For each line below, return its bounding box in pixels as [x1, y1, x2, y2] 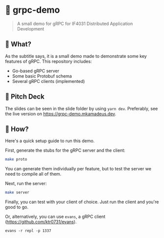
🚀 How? [5, 125, 29, 133]
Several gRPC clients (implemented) [12, 78, 85, 84]
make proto [5, 157, 27, 162]
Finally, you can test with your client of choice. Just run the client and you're [5, 199, 159, 205]
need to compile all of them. [5, 171, 62, 177]
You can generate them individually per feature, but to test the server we [5, 166, 152, 172]
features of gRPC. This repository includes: [5, 58, 92, 64]
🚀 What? [5, 40, 32, 49]
